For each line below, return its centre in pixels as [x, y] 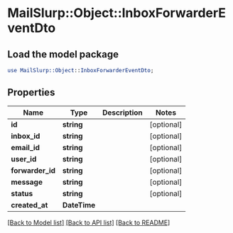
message [27, 182]
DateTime [79, 205]
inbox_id [26, 136]
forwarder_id [33, 170]
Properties [31, 92]
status [22, 193]
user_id [24, 159]
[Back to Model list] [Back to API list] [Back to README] [89, 222]
